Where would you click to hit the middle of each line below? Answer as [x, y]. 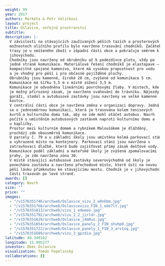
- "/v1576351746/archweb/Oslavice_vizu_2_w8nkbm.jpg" [66, 201]
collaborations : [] [25, 256]
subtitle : [15, 32]
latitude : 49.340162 [26, 238]
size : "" [14, 187]
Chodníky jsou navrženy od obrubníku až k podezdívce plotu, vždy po [82, 60]
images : [13, 197]
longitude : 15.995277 [27, 242]
